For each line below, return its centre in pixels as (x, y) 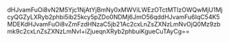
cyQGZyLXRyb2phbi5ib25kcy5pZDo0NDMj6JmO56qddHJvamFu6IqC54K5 (113, 17)
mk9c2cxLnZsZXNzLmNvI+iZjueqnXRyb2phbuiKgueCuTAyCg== (99, 31)
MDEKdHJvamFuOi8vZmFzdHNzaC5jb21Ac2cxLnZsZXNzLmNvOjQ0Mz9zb (114, 24)
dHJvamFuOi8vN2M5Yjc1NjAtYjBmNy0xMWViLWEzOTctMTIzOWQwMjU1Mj (115, 10)
